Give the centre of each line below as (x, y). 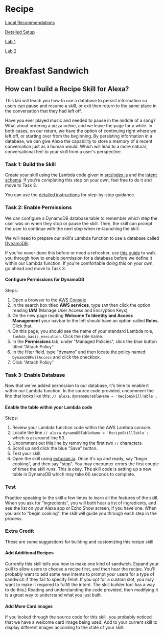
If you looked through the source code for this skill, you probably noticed (79, 617)
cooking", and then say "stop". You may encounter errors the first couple (85, 464)
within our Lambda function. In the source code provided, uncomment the (80, 391)
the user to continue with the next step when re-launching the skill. (72, 228)
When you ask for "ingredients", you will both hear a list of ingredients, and (81, 503)
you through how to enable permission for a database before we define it (79, 258)
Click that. (22, 326)
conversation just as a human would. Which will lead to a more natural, (76, 146)
